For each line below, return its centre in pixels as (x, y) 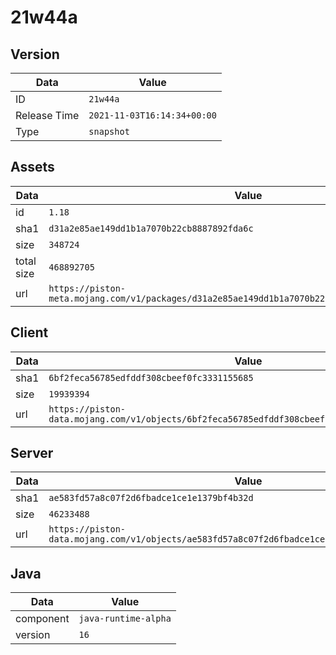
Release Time (47, 115)
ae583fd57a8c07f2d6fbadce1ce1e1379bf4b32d (151, 498)
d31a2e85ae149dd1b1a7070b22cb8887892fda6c (151, 228)
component (42, 619)
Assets (32, 167)
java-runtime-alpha (125, 619)
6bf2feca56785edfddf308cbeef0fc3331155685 (151, 377)
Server (32, 453)
